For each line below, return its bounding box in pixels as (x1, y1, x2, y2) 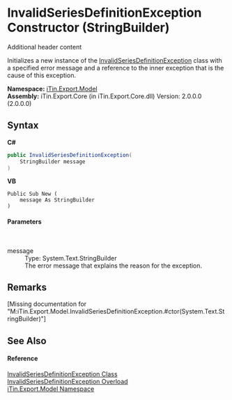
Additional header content (7, 43, 82, 51)
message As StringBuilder (20, 197, 95, 203)
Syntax (7, 120, 39, 132)
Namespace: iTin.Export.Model (7, 84, 98, 93)
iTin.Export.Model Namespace (7, 385, 95, 393)
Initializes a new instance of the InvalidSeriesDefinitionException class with (7, 56, 223, 64)
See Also (7, 334, 47, 346)
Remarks (7, 281, 47, 293)
